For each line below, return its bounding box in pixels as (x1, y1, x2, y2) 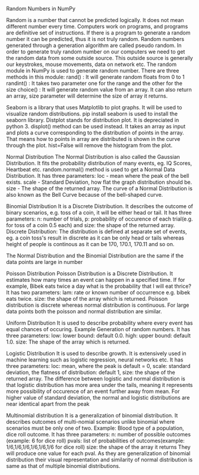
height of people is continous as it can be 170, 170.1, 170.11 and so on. (6, 241, 175, 247)
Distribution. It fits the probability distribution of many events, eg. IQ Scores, (6, 160, 192, 166)
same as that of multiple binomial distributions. (6, 463, 121, 469)
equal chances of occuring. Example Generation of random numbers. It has (6, 326, 191, 332)
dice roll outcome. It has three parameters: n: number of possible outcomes (6, 431, 191, 438)
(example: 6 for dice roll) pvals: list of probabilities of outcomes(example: (6, 437, 185, 444)
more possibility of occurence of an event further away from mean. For (6, 388, 180, 395)
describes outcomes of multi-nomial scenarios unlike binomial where (6, 419, 175, 425)
